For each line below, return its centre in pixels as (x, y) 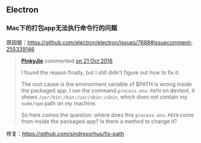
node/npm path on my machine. (59, 103)
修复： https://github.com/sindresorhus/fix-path (65, 133)
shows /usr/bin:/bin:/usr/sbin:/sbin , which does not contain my (104, 97)
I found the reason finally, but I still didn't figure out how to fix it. (100, 72)
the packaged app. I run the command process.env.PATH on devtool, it (108, 90)
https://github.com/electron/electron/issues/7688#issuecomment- (110, 42)
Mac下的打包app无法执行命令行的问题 (62, 28)
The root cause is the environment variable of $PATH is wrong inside (106, 84)
